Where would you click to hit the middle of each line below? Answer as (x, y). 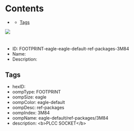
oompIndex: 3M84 (31, 113)
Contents (25, 9)
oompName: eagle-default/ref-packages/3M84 (60, 118)
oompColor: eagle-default (38, 102)
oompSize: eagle (29, 97)
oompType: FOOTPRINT (36, 92)
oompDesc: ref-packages (38, 107)
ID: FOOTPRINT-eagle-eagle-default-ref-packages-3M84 (71, 49)
